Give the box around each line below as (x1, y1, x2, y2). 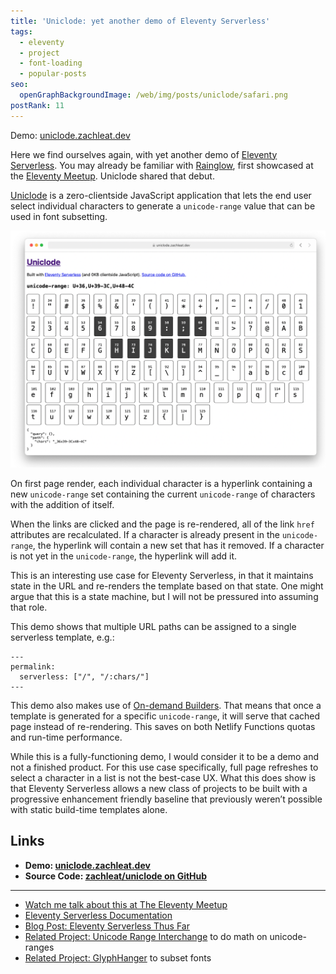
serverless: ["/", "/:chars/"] (19, 672, 150, 682)
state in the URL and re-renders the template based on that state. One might (10, 580, 324, 592)
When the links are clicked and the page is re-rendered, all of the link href (10, 518, 315, 530)
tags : (10, 26, 33, 37)
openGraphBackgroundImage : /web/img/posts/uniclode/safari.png (19, 90, 288, 100)
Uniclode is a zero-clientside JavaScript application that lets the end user (10, 189, 312, 201)
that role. (10, 601, 48, 614)
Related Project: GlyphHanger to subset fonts (24, 951, 212, 964)
